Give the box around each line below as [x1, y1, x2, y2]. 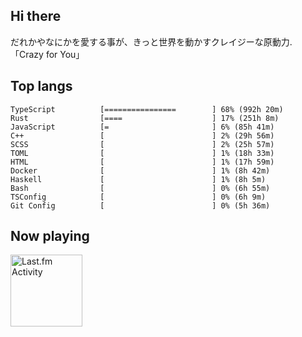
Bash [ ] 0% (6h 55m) [10, 183, 271, 193]
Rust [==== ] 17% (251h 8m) [10, 113, 280, 123]
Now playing [10, 228, 90, 245]
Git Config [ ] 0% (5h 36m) [10, 200, 271, 211]
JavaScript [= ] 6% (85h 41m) [10, 122, 275, 132]
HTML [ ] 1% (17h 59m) [10, 157, 275, 167]
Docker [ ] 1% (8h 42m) [10, 165, 271, 176]
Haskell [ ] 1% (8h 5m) [10, 174, 267, 184]
